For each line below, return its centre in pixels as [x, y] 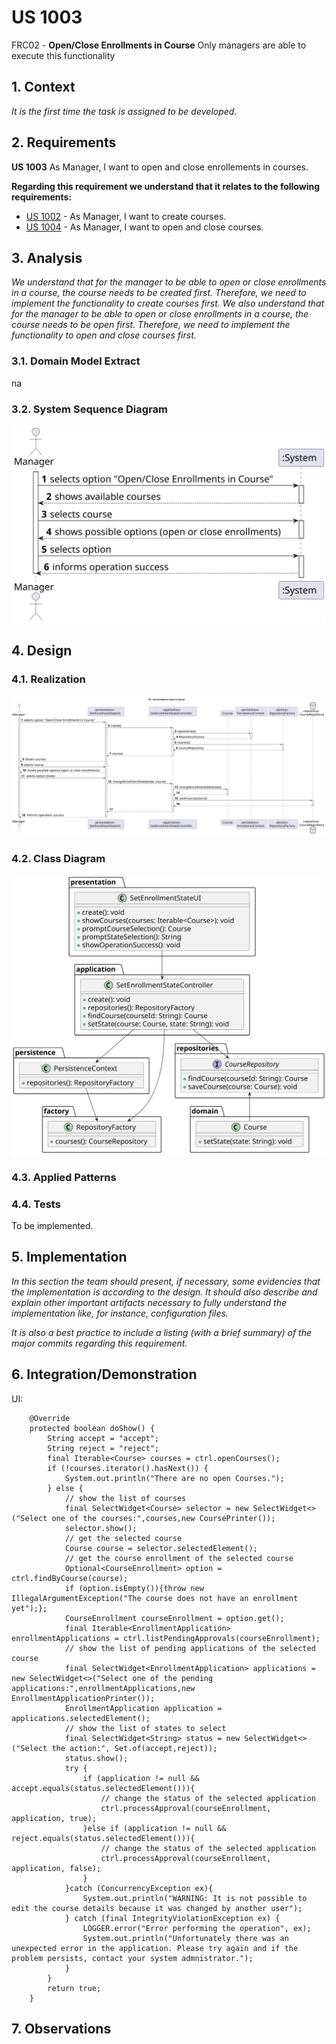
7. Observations [61, 2029]
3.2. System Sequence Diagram [89, 409]
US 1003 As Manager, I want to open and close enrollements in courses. [160, 167]
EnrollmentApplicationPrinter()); [83, 1698]
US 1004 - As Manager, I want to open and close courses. [144, 227]
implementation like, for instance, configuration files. [120, 1313]
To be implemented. [52, 1225]
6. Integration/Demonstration [104, 1374]
